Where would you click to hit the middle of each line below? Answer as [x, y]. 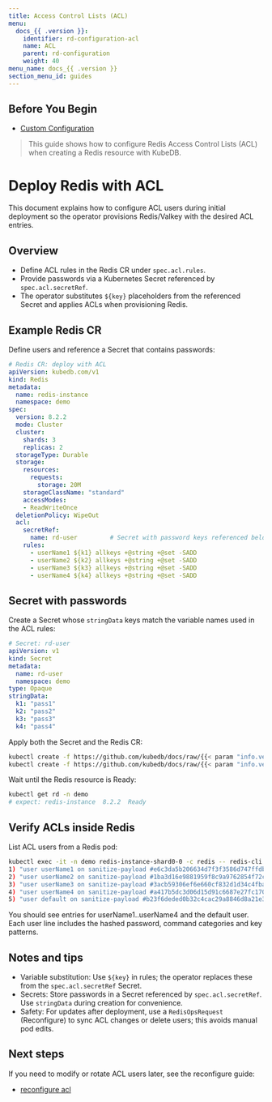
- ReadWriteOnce [51, 507]
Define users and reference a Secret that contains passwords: [112, 350]
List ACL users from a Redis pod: [63, 847]
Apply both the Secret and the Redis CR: [76, 741]
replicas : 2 [43, 447]
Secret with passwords [68, 600]
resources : [41, 470]
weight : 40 [41, 62]
